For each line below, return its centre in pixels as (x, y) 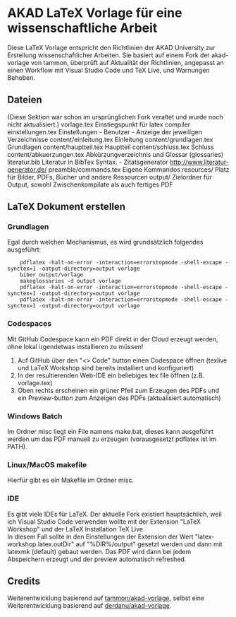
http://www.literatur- (199, 162)
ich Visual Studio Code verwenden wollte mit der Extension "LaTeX (104, 522)
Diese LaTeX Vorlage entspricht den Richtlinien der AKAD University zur (111, 47)
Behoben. (21, 77)
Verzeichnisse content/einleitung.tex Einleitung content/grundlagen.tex (110, 139)
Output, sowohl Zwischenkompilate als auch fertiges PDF (90, 184)
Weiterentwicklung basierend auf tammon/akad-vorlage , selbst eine (106, 598)
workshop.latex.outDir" (41, 544)
